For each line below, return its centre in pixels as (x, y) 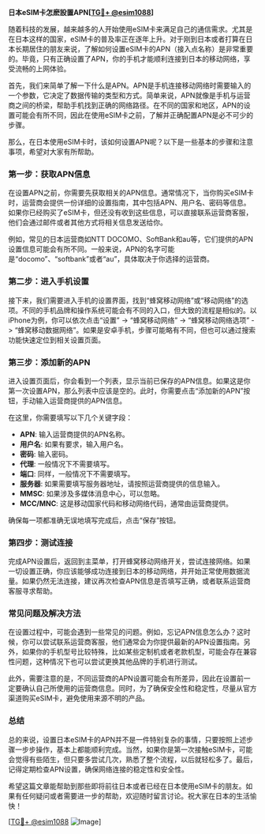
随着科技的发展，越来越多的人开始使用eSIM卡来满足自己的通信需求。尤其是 (131, 29)
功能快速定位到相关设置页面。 (56, 340)
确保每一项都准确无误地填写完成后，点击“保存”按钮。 (94, 520)
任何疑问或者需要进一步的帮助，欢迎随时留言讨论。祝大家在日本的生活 (136, 796)
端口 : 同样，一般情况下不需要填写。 (77, 474)
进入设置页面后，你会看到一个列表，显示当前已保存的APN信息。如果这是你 (129, 381)
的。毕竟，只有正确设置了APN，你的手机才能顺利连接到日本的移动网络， (126, 59)
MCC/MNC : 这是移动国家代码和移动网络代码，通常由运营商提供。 (126, 503)
